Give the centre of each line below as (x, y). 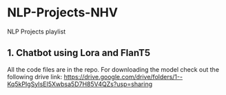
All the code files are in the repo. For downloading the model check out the (113, 69)
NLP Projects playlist (37, 31)
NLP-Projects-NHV (63, 13)
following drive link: (35, 77)
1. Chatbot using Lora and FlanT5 (79, 53)
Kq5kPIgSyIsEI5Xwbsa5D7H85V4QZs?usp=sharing (80, 84)
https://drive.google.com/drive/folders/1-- (123, 77)
